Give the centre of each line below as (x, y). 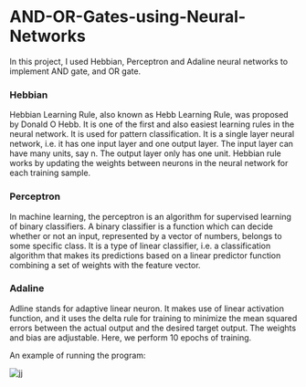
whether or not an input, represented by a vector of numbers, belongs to (146, 235)
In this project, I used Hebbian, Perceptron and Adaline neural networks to (149, 61)
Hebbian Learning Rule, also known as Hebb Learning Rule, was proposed (149, 115)
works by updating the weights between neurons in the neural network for (149, 163)
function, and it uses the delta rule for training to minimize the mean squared (153, 318)
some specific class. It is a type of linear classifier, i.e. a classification (140, 246)
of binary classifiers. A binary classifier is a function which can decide (142, 226)
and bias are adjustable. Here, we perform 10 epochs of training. (131, 337)
